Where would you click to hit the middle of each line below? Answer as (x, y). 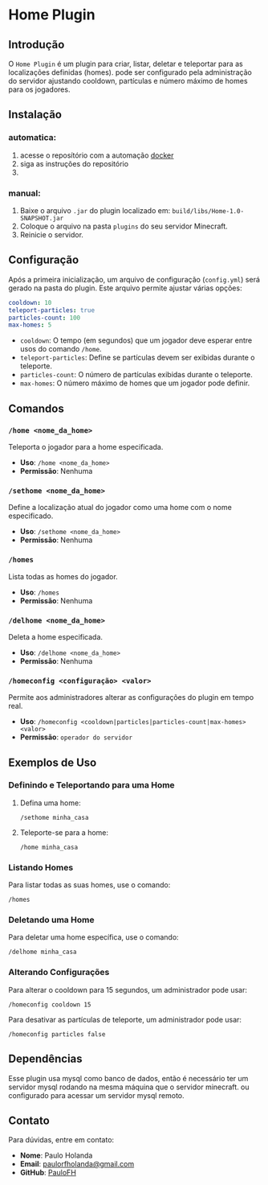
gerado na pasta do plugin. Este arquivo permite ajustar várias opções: (125, 288)
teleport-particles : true (51, 310)
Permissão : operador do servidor (76, 737)
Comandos (36, 408)
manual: (25, 193)
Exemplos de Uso (53, 762)
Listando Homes (41, 867)
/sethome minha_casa (54, 817)
